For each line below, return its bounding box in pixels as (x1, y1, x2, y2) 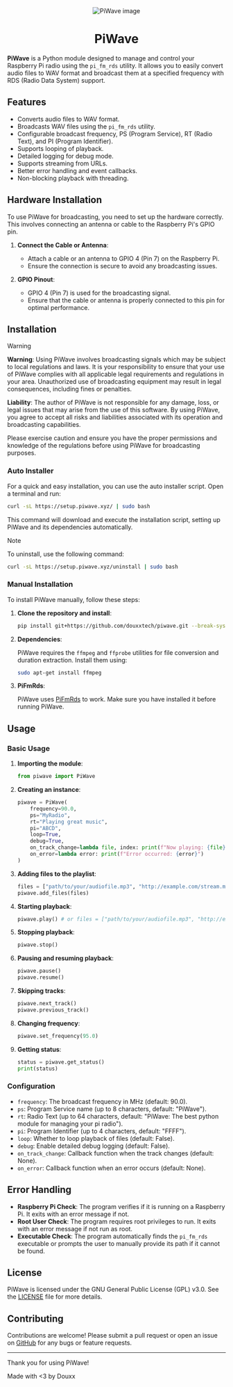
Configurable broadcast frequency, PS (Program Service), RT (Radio (17, 129, 213, 138)
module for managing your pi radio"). (17, 1119, 123, 1128)
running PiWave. (17, 702, 64, 711)
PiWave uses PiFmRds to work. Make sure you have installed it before (17, 695, 216, 704)
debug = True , (30, 838, 64, 845)
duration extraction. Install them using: (17, 656, 128, 664)
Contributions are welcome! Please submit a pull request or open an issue (7, 1331, 218, 1340)
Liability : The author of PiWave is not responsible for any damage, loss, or (7, 398, 220, 407)
